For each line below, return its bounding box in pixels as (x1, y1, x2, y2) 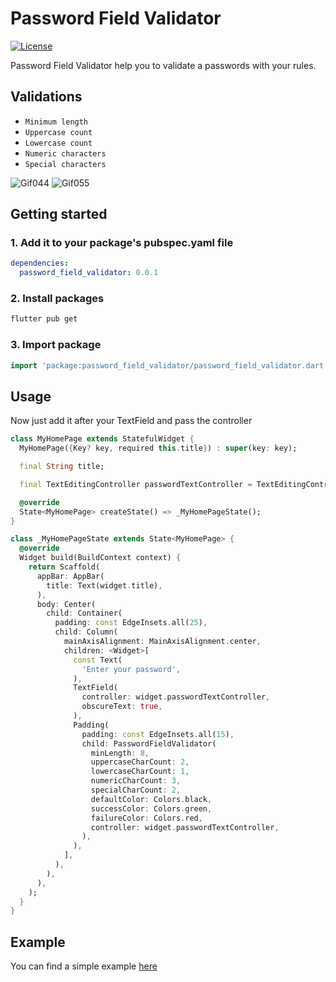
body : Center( (36, 599, 97, 609)
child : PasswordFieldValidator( (81, 738, 217, 749)
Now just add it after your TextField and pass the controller (10, 415, 253, 427)
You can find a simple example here (10, 960, 158, 972)
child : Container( (46, 608, 123, 619)
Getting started (10, 206, 108, 223)
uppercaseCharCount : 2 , (90, 757, 190, 767)
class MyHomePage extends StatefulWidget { (10, 434, 195, 444)
